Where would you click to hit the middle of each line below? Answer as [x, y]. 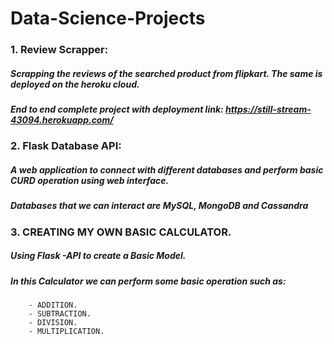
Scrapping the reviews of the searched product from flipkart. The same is [166, 73]
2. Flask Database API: [66, 146]
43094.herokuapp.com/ [62, 120]
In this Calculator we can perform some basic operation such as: [148, 281]
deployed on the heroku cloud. [75, 84]
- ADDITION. [53, 305]
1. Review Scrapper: [59, 50]
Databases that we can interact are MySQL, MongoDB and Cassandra [159, 206]
